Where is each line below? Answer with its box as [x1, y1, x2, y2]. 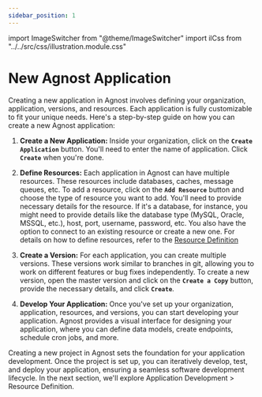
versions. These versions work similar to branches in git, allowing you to [19, 258, 255, 268]
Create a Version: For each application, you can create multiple [19, 250, 226, 260]
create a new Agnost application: [8, 120, 116, 130]
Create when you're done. [19, 152, 104, 162]
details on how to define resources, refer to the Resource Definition [19, 234, 239, 245]
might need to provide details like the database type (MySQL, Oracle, [19, 210, 245, 219]
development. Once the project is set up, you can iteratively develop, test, [8, 356, 249, 365]
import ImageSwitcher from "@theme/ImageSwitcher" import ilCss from [8, 33, 242, 43]
